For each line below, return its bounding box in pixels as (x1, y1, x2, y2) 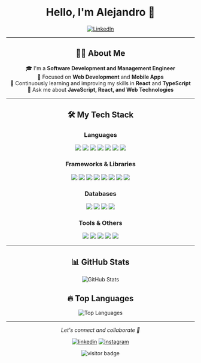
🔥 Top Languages (67, 293, 134, 304)
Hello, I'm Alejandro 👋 (45, 5, 156, 19)
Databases (84, 189, 117, 197)
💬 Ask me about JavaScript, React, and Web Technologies (27, 86, 174, 93)
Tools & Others (78, 218, 123, 227)
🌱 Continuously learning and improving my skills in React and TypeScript (10, 79, 191, 86)
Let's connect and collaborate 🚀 (60, 326, 141, 334)
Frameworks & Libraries (65, 160, 136, 169)
